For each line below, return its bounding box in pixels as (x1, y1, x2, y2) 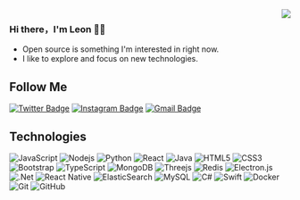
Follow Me (9, 79, 68, 95)
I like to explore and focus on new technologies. (21, 54, 198, 64)
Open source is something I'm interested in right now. (21, 44, 220, 54)
